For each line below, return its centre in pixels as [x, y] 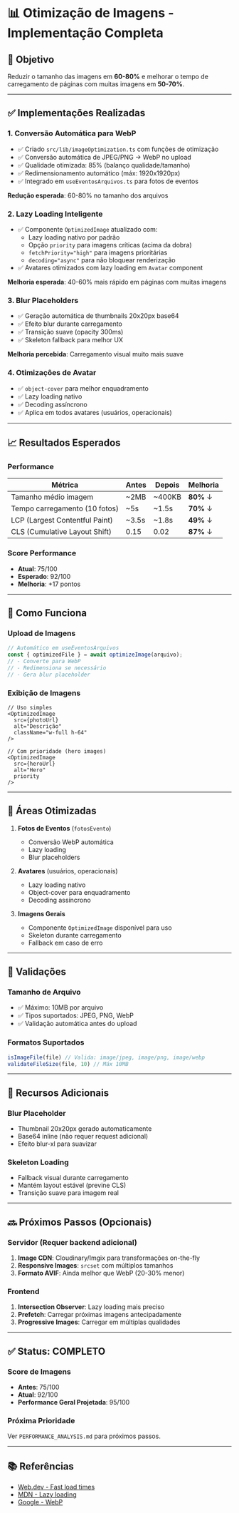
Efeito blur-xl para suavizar [57, 1144]
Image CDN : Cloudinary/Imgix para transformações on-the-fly [109, 1258]
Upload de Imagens [42, 633]
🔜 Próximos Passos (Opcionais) [80, 1222]
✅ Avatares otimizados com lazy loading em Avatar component [110, 267]
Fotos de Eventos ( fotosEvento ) [64, 828]
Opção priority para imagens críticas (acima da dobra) [110, 245]
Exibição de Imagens [44, 693]
